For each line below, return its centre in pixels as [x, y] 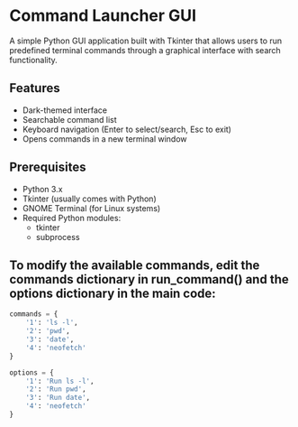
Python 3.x [42, 189]
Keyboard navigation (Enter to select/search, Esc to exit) [127, 129]
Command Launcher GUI [103, 16]
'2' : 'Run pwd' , [56, 389]
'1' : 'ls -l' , [52, 323]
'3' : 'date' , [50, 339]
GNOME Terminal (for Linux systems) [91, 208]
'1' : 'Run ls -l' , [60, 381]
